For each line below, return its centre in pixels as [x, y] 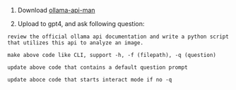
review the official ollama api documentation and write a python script [118, 37]
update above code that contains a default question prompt [98, 67]
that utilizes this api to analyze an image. [75, 43]
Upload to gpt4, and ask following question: [81, 24]
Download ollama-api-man [56, 10]
